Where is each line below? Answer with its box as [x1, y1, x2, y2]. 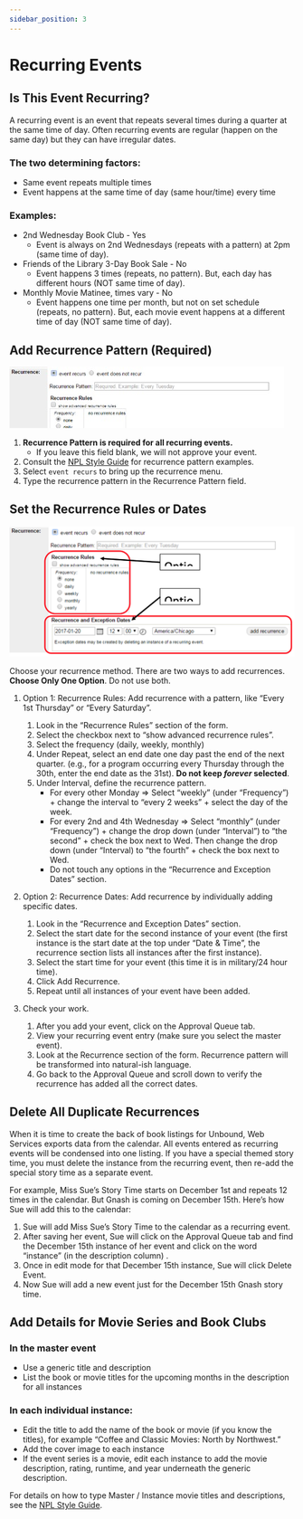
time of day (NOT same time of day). [35, 317, 173, 328]
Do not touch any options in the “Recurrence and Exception [49, 864, 271, 875]
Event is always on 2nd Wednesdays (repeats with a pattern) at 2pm [35, 240, 291, 251]
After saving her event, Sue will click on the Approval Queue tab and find [22, 1230, 294, 1241]
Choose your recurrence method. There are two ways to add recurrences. [9, 665, 285, 676]
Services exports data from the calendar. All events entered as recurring [9, 1138, 279, 1149]
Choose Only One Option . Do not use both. [9, 675, 172, 686]
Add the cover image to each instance [22, 1444, 165, 1455]
